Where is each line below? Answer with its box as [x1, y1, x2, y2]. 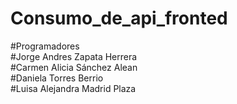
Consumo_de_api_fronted [10, 7, 228, 30]
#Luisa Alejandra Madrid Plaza [10, 82, 137, 94]
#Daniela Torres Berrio [10, 72, 104, 84]
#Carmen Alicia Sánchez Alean [10, 61, 138, 73]
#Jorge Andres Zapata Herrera [10, 50, 138, 62]
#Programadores [10, 40, 80, 52]
